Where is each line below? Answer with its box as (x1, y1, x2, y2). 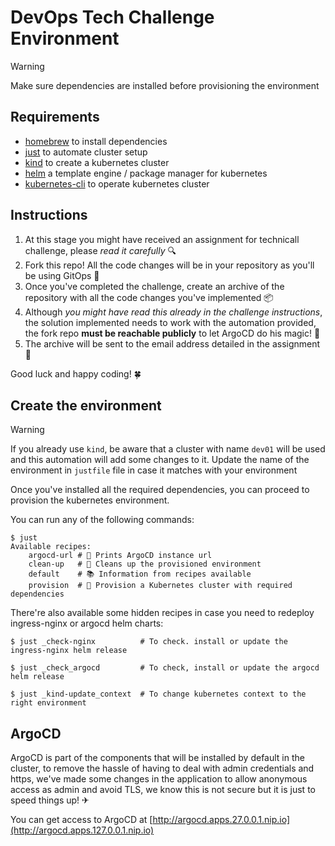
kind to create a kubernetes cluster (24, 156, 170, 168)
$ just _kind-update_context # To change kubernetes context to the (10, 689, 307, 700)
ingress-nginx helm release (10, 646, 128, 656)
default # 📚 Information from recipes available (28, 569, 252, 580)
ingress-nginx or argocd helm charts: (10, 617, 164, 630)
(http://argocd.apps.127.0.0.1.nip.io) (10, 824, 155, 836)
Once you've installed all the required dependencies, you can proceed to (10, 484, 310, 496)
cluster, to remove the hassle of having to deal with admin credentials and (10, 762, 315, 775)
